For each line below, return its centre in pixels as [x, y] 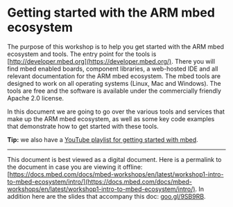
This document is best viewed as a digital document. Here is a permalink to [114, 159]
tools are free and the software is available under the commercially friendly [114, 91]
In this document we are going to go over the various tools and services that [116, 111]
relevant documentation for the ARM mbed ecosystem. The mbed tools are [114, 76]
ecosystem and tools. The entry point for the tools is [82, 54]
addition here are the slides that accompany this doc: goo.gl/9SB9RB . [106, 196]
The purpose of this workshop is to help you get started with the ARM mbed [115, 46]
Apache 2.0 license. [36, 98]
